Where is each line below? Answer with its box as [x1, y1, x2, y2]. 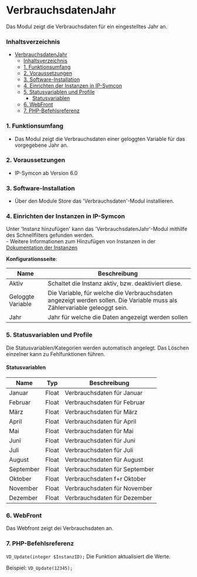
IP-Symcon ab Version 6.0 [14, 169, 78, 176]
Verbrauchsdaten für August [64, 455, 144, 464]
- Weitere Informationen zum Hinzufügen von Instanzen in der [6, 238, 156, 245]
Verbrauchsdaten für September [64, 465, 154, 473]
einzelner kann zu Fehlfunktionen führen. [6, 350, 106, 357]
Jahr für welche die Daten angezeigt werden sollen [47, 313, 188, 321]
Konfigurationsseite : [6, 256, 57, 263]
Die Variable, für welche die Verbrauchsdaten [47, 289, 173, 297]
